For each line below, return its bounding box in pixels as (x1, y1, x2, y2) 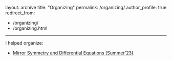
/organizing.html (12, 25, 48, 31)
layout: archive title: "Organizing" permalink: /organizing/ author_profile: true (5, 5, 167, 10)
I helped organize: (5, 40, 44, 46)
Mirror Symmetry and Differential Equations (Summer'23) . (12, 50, 135, 56)
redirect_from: (5, 10, 35, 16)
